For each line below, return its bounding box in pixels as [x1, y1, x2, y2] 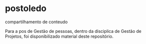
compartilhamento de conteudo [5, 19, 68, 25]
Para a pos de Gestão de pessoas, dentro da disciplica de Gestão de [5, 28, 142, 34]
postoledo [5, 3, 47, 14]
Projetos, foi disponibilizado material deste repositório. [5, 33, 114, 39]
